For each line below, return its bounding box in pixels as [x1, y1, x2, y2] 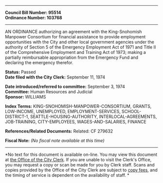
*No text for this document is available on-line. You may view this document [5, 151, 158, 157]
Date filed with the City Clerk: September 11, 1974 [5, 74, 105, 80]
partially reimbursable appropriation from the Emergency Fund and [5, 54, 138, 60]
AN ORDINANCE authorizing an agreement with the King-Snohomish [5, 29, 142, 34]
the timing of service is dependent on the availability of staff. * [5, 172, 130, 178]
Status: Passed [5, 69, 36, 75]
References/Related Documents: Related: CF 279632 [5, 128, 113, 134]
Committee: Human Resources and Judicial [5, 89, 93, 95]
